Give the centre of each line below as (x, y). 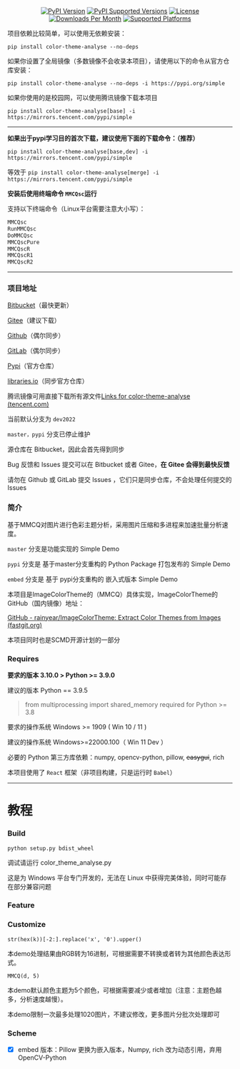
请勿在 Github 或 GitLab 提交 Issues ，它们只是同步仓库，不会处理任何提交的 (120, 480)
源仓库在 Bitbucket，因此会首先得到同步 (66, 449)
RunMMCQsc (22, 229)
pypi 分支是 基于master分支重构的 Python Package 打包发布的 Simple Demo (119, 563)
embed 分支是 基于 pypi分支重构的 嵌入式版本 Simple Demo (93, 579)
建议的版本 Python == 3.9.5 (47, 691)
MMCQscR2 (20, 262)
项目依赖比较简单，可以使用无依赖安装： (67, 33)
